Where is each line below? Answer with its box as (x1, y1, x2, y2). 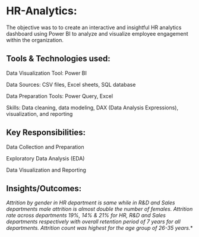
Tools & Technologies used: (6, 53, 111, 64)
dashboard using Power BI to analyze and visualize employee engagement (6, 30, 188, 37)
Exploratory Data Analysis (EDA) (6, 154, 85, 162)
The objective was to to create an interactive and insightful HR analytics (6, 24, 182, 31)
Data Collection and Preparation (6, 143, 84, 150)
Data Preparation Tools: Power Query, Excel (6, 92, 113, 99)
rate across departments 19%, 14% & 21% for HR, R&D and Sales (6, 212, 166, 219)
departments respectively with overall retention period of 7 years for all (6, 218, 181, 225)
